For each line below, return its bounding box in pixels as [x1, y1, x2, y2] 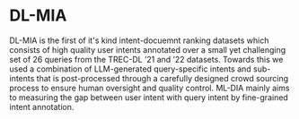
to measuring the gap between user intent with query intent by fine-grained [9, 91, 289, 103]
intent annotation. [9, 101, 75, 112]
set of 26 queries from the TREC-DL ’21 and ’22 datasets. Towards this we [9, 54, 284, 64]
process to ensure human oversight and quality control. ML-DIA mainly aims [9, 82, 290, 93]
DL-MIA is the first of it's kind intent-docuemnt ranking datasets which [9, 35, 269, 46]
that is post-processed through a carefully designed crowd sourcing [36, 72, 289, 83]
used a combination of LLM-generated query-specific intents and [9, 64, 251, 74]
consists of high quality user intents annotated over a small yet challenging [9, 44, 286, 55]
